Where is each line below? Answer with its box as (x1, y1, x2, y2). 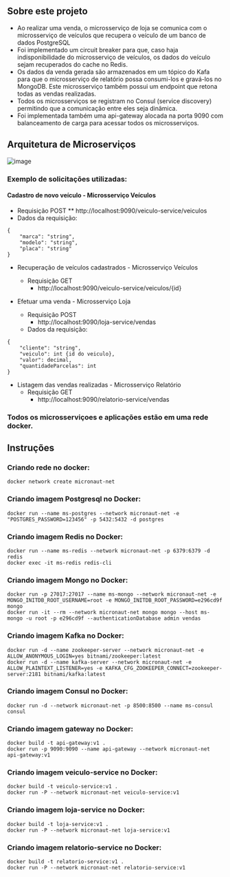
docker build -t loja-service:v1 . (7, 821, 109, 827)
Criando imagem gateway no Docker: (7, 724, 134, 733)
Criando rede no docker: (7, 462, 91, 472)
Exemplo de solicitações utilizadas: (7, 174, 128, 184)
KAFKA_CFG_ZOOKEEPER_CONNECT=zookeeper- (105, 664, 223, 671)
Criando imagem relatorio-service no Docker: (7, 843, 162, 852)
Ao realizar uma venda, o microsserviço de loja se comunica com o (16, 23, 207, 32)
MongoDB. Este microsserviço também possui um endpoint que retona (16, 82, 218, 90)
